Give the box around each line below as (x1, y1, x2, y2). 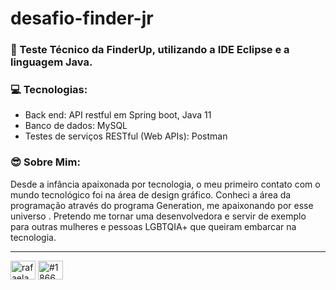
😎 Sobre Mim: (10, 155, 81, 169)
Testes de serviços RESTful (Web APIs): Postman (24, 130, 228, 142)
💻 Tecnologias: (10, 83, 88, 97)
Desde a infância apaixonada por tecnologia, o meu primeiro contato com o (10, 178, 321, 190)
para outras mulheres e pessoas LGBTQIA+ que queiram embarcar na (10, 220, 297, 232)
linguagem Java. (10, 55, 93, 69)
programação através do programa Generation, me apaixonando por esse (10, 199, 314, 211)
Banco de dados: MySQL (24, 120, 128, 132)
